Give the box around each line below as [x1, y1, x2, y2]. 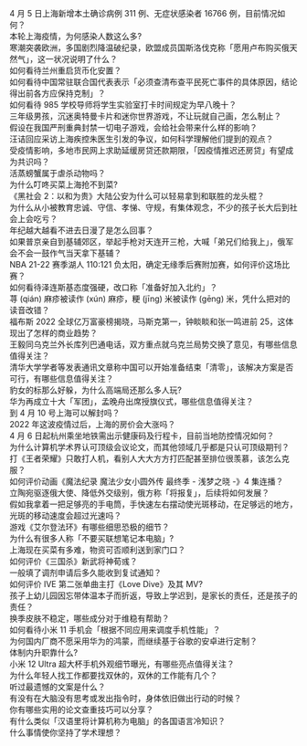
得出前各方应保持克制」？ [9, 88, 106, 99]
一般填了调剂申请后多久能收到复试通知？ [9, 567, 162, 578]
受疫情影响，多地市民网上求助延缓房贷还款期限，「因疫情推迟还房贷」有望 [9, 145, 286, 155]
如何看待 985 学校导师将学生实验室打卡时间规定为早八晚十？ [9, 100, 238, 110]
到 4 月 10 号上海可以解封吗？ [9, 407, 121, 418]
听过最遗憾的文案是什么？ [9, 681, 106, 692]
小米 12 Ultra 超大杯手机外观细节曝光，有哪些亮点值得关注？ [9, 658, 235, 669]
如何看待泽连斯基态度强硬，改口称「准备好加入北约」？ [9, 282, 217, 292]
